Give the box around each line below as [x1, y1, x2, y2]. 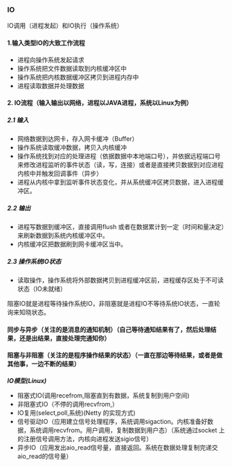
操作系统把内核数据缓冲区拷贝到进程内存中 [17, 73, 139, 81]
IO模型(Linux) [7, 376, 47, 384]
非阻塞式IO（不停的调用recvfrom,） [17, 400, 119, 408]
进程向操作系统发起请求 [17, 56, 84, 64]
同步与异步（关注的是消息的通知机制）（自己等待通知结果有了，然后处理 [7, 325, 211, 334]
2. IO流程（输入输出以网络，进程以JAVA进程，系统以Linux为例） [7, 99, 193, 107]
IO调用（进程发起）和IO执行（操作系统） [7, 22, 123, 30]
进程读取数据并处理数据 [17, 81, 84, 90]
